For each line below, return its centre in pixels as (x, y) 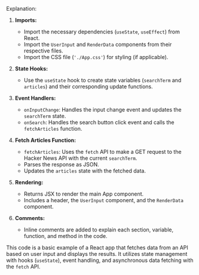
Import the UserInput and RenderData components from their (98, 44)
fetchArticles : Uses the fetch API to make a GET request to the (102, 152)
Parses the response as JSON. (62, 164)
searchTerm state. (45, 116)
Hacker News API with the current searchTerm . (80, 158)
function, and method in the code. (65, 236)
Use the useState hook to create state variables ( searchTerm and (102, 80)
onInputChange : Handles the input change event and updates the (103, 109)
